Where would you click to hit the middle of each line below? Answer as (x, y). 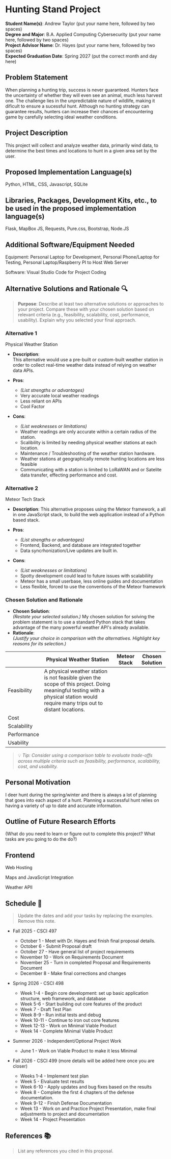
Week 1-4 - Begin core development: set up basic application (84, 993)
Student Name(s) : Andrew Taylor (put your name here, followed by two (80, 23)
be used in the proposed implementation (71, 208)
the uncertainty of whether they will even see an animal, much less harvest (84, 95)
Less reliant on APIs (41, 401)
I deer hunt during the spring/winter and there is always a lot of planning (81, 795)
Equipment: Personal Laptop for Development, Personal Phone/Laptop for (82, 257)
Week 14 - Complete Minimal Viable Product (66, 1031)
